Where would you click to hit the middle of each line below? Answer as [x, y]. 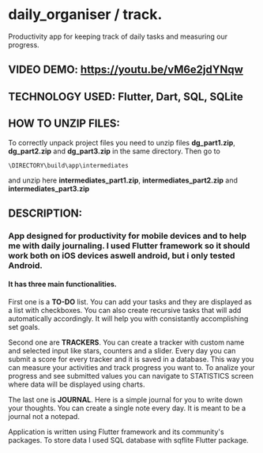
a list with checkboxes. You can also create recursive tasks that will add [125, 311]
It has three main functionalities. [62, 284]
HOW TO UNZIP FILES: [64, 124]
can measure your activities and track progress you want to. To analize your [131, 368]
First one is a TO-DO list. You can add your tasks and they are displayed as [130, 302]
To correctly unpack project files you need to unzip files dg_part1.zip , [122, 142]
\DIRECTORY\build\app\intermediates [68, 165]
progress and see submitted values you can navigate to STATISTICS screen [131, 376]
